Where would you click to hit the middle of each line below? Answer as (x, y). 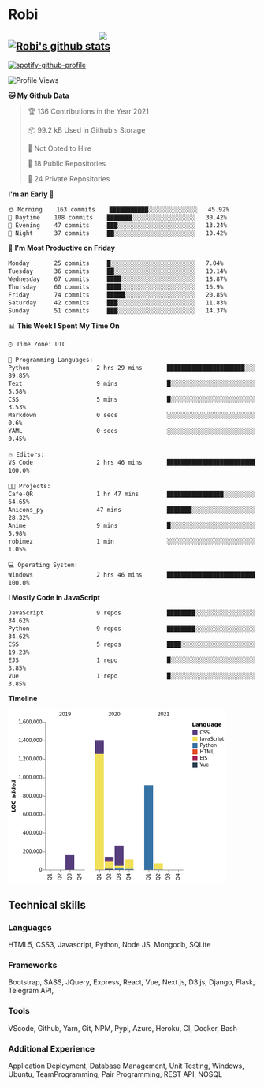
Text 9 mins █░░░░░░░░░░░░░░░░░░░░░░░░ (132, 384)
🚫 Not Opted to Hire (59, 148)
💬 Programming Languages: (50, 360)
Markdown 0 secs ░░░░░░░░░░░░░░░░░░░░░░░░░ (132, 416)
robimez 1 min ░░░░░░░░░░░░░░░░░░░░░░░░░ (132, 542)
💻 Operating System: (43, 566)
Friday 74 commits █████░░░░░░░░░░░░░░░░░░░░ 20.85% (117, 295)
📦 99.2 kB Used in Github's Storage (86, 130)
